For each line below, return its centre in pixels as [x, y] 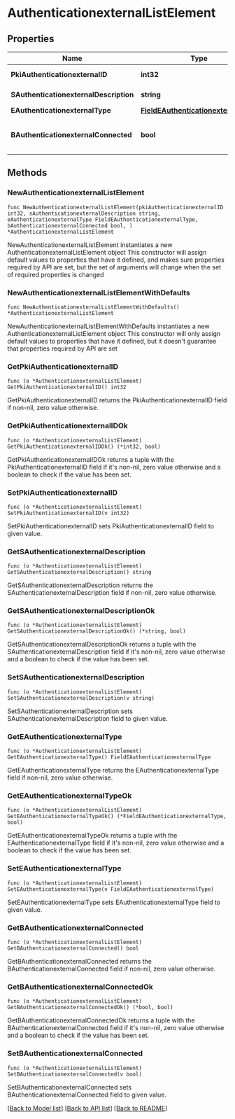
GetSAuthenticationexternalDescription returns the [80, 585]
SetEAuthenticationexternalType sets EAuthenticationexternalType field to [114, 902]
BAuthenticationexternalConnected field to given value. [87, 1095]
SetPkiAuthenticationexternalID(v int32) [69, 513]
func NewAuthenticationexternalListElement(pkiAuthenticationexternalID [115, 207]
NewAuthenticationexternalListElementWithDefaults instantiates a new [108, 326]
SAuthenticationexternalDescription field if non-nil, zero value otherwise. [112, 593]
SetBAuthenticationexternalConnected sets [69, 1087]
